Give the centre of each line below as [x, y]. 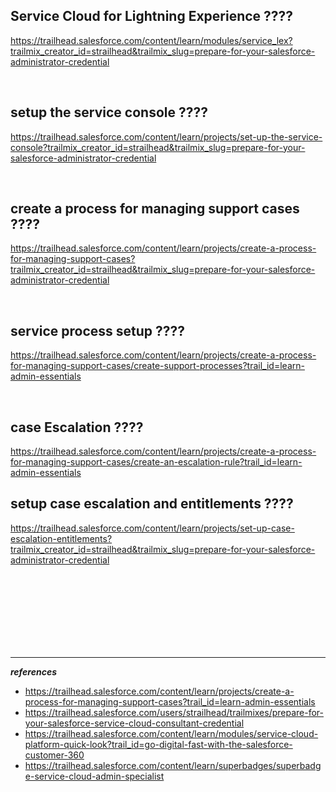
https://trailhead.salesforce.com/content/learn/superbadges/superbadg [173, 765]
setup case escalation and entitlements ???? [152, 504]
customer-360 [54, 755]
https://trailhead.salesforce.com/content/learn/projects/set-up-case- [152, 528]
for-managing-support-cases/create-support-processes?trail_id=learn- [157, 366]
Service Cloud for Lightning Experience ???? [152, 16]
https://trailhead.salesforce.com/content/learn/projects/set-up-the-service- [166, 136]
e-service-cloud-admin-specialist [94, 776]
